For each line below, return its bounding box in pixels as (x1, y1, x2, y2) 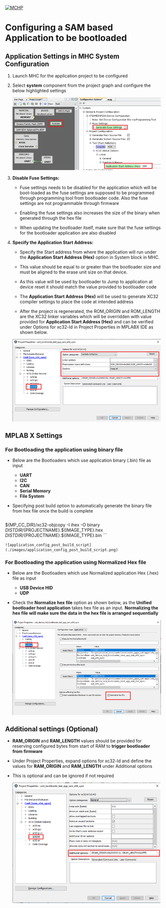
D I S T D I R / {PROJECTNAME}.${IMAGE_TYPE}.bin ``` (5, 532, 108, 538)
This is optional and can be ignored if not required (12, 773, 115, 779)
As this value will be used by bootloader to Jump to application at (19, 279, 153, 285)
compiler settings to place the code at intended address (19, 299, 134, 305)
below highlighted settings (12, 88, 67, 93)
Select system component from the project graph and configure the (12, 82, 151, 88)
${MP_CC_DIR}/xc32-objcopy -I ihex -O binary (5, 521, 100, 528)
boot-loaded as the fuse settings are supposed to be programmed (19, 190, 155, 196)
